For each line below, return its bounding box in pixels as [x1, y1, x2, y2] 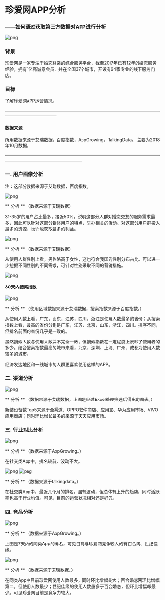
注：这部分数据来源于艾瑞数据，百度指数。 [5, 183, 91, 189]
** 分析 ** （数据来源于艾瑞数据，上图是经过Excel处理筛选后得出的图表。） [5, 397, 156, 402]
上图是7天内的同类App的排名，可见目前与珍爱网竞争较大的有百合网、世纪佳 [5, 541, 158, 546]
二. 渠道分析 [5, 374, 33, 381]
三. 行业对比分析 [5, 427, 43, 433]
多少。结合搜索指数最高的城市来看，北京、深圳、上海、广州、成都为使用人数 [5, 344, 160, 350]
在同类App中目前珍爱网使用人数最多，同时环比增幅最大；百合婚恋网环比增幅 [5, 577, 160, 583]
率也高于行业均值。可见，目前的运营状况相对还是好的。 [5, 495, 117, 501]
